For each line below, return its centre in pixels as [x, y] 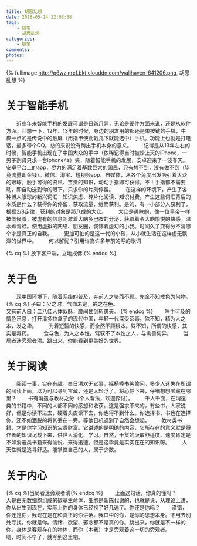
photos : [16, 55]
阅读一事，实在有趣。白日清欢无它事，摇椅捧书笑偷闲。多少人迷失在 [98, 384]
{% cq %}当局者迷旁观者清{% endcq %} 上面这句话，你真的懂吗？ [91, 493]
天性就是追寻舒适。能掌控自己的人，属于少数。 [62, 450]
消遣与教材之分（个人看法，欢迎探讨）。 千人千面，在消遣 [112, 398]
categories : [21, 39]
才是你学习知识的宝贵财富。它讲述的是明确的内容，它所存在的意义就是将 [103, 428]
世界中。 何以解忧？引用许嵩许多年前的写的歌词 [79, 241]
